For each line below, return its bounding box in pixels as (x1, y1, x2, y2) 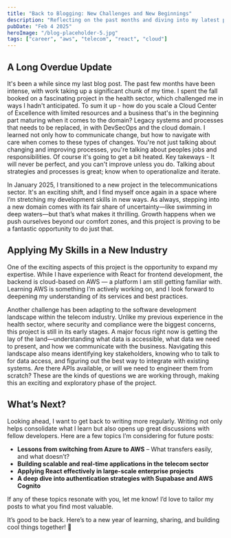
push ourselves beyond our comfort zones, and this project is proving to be (7, 217, 221, 225)
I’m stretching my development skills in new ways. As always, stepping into (7, 195, 220, 203)
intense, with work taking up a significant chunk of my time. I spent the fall (7, 87, 218, 95)
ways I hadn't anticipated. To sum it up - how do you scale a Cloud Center (7, 101, 217, 110)
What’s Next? (7, 399, 67, 411)
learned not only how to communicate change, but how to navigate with (7, 130, 211, 138)
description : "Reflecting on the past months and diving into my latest (7, 17, 220, 23)
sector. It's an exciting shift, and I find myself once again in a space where (7, 187, 217, 196)
